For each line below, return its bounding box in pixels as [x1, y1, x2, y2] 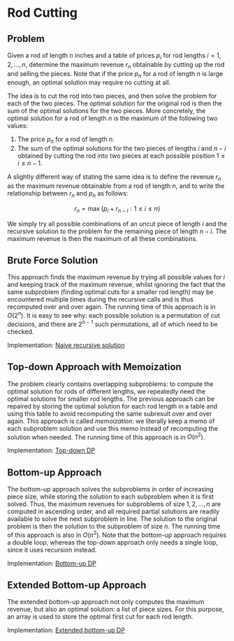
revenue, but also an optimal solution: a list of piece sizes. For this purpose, [7, 605, 225, 614]
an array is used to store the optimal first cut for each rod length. [7, 612, 193, 621]
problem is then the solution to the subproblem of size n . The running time [7, 522, 221, 530]
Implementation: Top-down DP [7, 446, 96, 455]
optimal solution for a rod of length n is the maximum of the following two [7, 114, 218, 123]
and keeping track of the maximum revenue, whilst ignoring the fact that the [7, 281, 226, 289]
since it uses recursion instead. [7, 545, 97, 554]
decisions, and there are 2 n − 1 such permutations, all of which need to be [7, 319, 218, 328]
